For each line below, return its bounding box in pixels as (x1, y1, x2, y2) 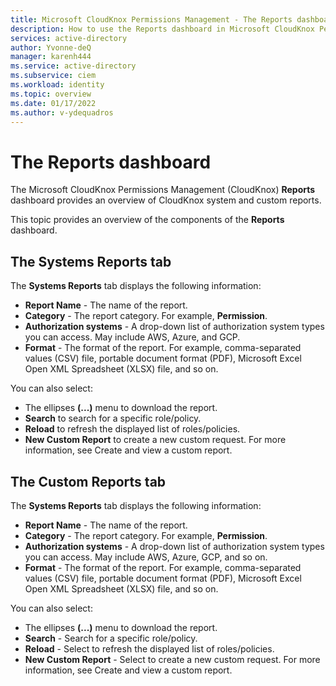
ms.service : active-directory (10, 61, 137, 71)
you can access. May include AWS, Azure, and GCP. (24, 331, 241, 343)
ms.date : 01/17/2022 (10, 98, 97, 108)
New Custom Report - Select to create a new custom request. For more (24, 653, 321, 665)
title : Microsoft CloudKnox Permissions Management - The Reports (10, 14, 293, 25)
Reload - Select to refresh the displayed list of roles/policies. (24, 642, 275, 655)
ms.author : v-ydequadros (10, 107, 114, 118)
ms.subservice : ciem (10, 71, 97, 81)
